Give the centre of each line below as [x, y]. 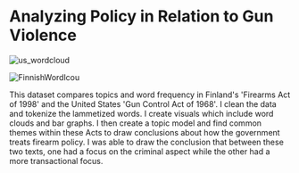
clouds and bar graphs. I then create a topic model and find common [135, 123]
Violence [43, 35]
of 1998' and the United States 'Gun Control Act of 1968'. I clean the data [143, 103]
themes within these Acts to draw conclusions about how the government [145, 132]
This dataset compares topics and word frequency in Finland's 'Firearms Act [150, 95]
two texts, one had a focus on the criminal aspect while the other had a [140, 151]
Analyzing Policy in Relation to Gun [141, 16]
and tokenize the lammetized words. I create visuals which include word [141, 113]
